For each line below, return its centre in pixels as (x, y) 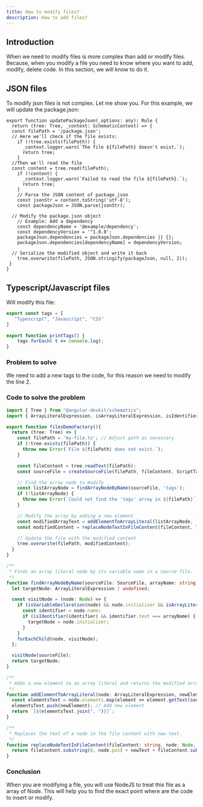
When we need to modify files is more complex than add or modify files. (96, 57)
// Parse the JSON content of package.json (73, 195)
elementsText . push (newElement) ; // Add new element (78, 706)
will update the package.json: (43, 110)
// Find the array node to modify (60, 482)
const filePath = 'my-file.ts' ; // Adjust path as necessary (95, 438)
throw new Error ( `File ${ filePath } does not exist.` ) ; (93, 450)
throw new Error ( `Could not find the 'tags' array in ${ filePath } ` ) (110, 500)
